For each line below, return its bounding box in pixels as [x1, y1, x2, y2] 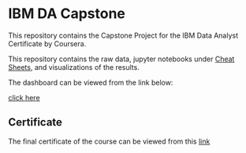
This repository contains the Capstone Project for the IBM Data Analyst [8, 31, 239, 40]
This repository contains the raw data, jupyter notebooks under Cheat [8, 54, 235, 64]
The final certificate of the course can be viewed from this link [8, 137, 211, 146]
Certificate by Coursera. [8, 38, 87, 48]
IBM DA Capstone [8, 5, 126, 23]
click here [8, 93, 41, 102]
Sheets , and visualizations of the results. [8, 62, 140, 71]
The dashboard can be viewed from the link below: [8, 78, 173, 87]
